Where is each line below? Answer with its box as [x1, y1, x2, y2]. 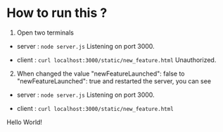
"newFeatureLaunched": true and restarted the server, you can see [16, 76, 212, 85]
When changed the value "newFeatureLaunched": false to [16, 69, 185, 78]
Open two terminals [16, 28, 75, 37]
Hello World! [6, 118, 43, 126]
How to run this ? [6, 5, 108, 21]
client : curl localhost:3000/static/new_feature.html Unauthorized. [16, 55, 217, 64]
